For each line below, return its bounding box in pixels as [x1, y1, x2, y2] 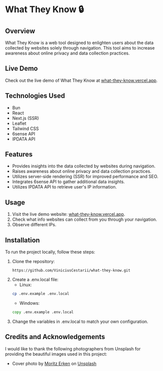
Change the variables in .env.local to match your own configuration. [12, 318, 148, 324]
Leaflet [12, 120, 27, 126]
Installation [5, 236, 40, 244]
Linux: [19, 282, 32, 288]
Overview [5, 26, 36, 35]
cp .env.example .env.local [12, 291, 69, 296]
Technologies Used [5, 92, 65, 100]
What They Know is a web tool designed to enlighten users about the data [5, 40, 154, 46]
